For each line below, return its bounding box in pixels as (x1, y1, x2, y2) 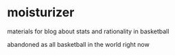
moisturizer (7, 5, 75, 20)
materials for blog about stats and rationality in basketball (7, 27, 170, 35)
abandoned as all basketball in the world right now (7, 40, 150, 48)
